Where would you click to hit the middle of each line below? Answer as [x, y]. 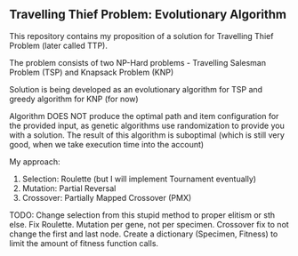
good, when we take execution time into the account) [107, 144]
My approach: [35, 161]
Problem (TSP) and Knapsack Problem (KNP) [92, 72]
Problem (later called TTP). [59, 45]
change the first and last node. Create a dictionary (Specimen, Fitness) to [144, 234]
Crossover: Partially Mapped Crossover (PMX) [107, 197]
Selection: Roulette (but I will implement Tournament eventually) [139, 179]
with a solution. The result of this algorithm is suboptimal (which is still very [147, 135]
